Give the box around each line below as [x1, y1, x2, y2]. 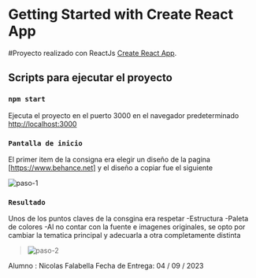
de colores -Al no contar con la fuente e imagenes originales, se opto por [8, 222, 246, 232]
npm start [8, 95, 46, 104]
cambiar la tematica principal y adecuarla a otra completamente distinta [8, 231, 241, 240]
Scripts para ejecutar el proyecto [8, 71, 173, 84]
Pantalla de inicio [8, 139, 83, 147]
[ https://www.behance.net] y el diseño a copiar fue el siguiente [8, 163, 213, 172]
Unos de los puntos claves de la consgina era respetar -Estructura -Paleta [8, 214, 249, 224]
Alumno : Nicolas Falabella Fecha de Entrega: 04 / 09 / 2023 [8, 261, 204, 271]
